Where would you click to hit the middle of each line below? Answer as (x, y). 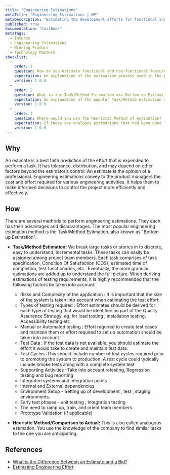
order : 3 (24, 114)
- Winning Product (29, 48)
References (24, 449)
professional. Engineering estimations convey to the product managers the (83, 177)
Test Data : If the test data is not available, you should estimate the (89, 343)
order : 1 (24, 66)
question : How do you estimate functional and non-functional (81, 71)
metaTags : (16, 33)
